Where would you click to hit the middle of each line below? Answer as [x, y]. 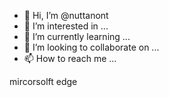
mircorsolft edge [43, 81]
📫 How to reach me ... [70, 58]
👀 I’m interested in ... [66, 26]
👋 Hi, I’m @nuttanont [66, 15]
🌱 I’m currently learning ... [77, 36]
